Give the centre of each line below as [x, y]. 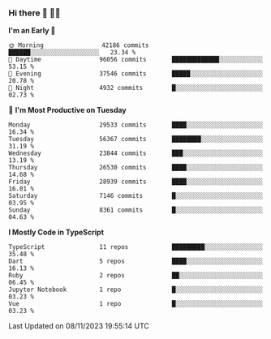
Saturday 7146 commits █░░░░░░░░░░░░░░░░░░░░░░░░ [136, 196]
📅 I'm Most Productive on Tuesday [68, 110]
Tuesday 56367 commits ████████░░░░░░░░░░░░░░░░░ [136, 139]
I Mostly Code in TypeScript [56, 232]
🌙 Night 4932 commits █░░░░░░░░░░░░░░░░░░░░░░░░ [136, 88]
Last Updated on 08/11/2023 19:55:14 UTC [79, 326]
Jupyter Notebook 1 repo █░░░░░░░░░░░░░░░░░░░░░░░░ [136, 290]
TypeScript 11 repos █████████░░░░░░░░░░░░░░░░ [136, 247]
